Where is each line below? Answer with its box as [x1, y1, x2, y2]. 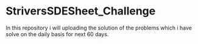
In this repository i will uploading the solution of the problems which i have [5, 24, 193, 31]
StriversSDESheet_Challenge [5, 4, 156, 18]
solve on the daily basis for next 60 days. [5, 30, 109, 37]
